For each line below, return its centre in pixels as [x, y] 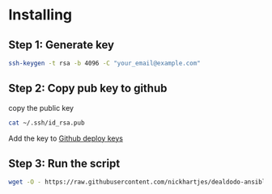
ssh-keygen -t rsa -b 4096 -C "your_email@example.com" [104, 63]
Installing [40, 15]
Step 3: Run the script [64, 163]
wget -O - [25, 182]
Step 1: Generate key [62, 45]
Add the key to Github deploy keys [66, 138]
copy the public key [41, 108]
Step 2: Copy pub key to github [88, 89]
